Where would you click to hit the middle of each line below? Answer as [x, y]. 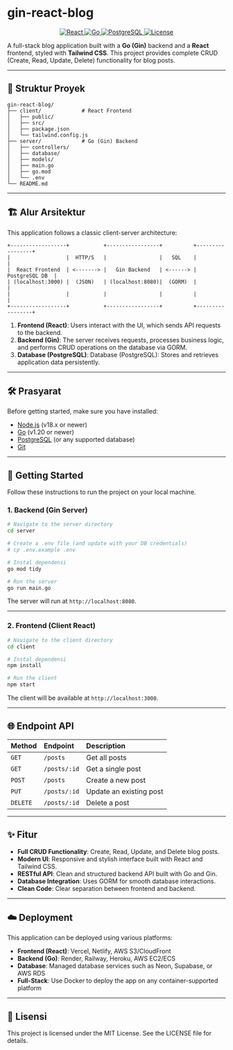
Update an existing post [125, 791]
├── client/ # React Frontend [69, 110]
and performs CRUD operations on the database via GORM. [102, 347]
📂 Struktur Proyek [46, 89]
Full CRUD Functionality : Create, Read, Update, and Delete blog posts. [118, 851]
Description [106, 746]
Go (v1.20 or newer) [46, 432]
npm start [21, 685]
